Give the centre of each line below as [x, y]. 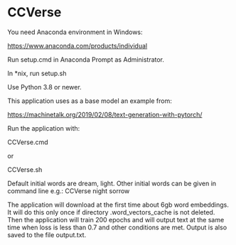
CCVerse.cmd [28, 142]
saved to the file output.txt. [47, 234]
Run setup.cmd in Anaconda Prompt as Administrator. [86, 59]
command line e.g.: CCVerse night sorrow [69, 191]
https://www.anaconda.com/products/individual [77, 45]
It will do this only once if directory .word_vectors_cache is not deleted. [111, 212]
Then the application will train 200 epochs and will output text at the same [116, 219]
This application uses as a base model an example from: [90, 101]
